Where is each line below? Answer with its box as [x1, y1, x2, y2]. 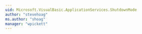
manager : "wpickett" [5, 21, 48, 26]
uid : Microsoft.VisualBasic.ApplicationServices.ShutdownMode [5, 7, 137, 12]
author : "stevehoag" [5, 12, 48, 17]
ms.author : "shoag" [5, 16, 46, 21]
